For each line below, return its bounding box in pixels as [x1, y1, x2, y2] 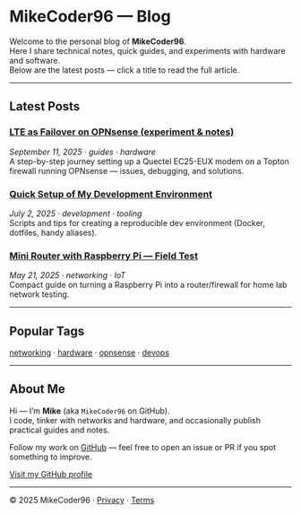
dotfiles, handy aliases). [9, 227, 98, 238]
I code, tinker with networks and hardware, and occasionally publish [9, 414, 262, 425]
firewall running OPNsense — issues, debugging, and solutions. [9, 165, 245, 176]
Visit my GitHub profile [9, 468, 92, 479]
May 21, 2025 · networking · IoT [9, 270, 126, 281]
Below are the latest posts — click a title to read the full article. [9, 65, 240, 75]
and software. [9, 55, 61, 65]
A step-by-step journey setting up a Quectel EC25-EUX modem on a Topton [9, 155, 289, 167]
